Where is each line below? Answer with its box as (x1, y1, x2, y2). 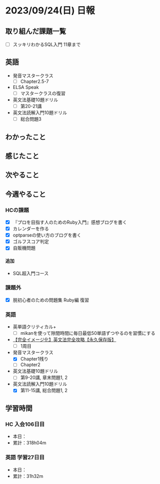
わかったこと (5, 132, 46, 141)
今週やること (5, 190, 46, 199)
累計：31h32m (12, 473, 44, 479)
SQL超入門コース (12, 270, 49, 276)
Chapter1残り (20, 356, 49, 362)
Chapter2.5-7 (20, 78, 49, 84)
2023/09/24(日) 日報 (5, 5, 95, 16)
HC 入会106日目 (5, 420, 45, 427)
